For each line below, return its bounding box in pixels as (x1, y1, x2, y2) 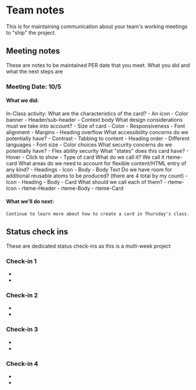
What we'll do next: (6, 198, 54, 205)
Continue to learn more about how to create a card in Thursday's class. (6, 211, 190, 217)
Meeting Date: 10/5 (6, 83, 61, 91)
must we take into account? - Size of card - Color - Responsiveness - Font (6, 122, 185, 129)
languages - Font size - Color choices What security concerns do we (6, 141, 173, 148)
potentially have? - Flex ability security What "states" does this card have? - (6, 147, 189, 154)
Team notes (6, 4, 64, 17)
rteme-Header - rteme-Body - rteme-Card (21, 184, 124, 191)
